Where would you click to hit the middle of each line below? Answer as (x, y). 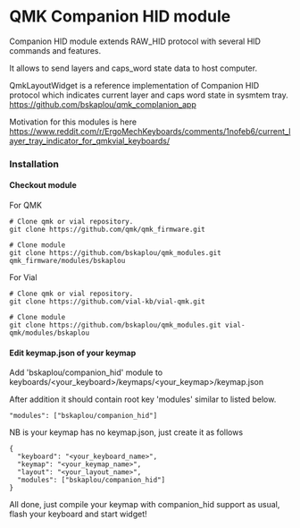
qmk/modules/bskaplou (50, 333)
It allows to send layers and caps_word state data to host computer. (133, 68)
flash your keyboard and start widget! (78, 514)
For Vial (23, 277)
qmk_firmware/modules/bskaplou (67, 261)
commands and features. (55, 50)
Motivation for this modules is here (73, 122)
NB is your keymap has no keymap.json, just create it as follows (126, 432)
